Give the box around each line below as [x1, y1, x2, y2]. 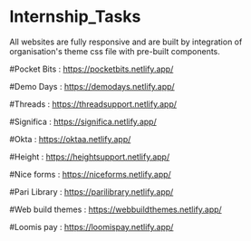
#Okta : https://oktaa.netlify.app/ [9, 133, 131, 144]
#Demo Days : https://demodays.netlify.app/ [9, 81, 175, 92]
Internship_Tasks [9, 6, 141, 27]
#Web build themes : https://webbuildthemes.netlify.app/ [9, 204, 222, 215]
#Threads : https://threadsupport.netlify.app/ [9, 98, 178, 110]
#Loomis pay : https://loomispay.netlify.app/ [9, 221, 174, 232]
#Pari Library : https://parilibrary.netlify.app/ [9, 186, 174, 197]
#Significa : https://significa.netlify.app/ [9, 116, 157, 127]
